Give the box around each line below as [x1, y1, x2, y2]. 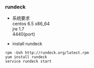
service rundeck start [5, 59, 52, 64]
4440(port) [12, 31, 35, 37]
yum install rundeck [5, 55, 48, 60]
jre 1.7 [12, 26, 25, 32]
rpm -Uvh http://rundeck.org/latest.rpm [5, 50, 90, 55]
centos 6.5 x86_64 [12, 21, 50, 27]
